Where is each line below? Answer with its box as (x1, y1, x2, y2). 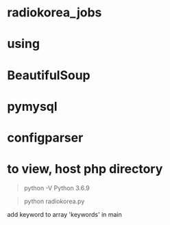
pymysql (7, 98, 58, 114)
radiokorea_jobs (7, 5, 102, 21)
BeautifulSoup (7, 67, 90, 83)
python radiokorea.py (23, 197, 85, 205)
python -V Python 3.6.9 (23, 183, 90, 192)
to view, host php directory (7, 161, 163, 177)
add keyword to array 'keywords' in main (7, 210, 122, 218)
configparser (7, 130, 84, 145)
